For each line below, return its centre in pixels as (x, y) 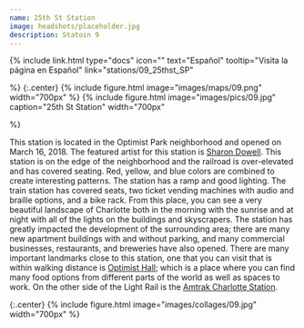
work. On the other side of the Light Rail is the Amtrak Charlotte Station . (144, 287)
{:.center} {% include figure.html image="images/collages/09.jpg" (133, 304)
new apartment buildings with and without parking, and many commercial (147, 239)
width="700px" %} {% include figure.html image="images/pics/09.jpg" (142, 97)
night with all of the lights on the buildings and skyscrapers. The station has (151, 220)
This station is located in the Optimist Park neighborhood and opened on (146, 143)
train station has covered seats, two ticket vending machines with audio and (152, 191)
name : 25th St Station (52, 18)
